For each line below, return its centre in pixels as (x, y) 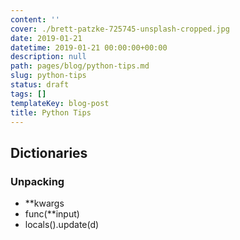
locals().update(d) (62, 225)
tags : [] (28, 94)
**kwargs (44, 203)
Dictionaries (49, 152)
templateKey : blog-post (60, 103)
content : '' (35, 19)
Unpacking (37, 181)
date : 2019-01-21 (46, 38)
